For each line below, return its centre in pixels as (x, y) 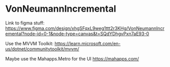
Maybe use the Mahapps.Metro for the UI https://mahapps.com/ (72, 58)
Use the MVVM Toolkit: (29, 43)
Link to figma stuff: (25, 23)
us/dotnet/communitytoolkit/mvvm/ (42, 49)
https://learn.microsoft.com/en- (88, 43)
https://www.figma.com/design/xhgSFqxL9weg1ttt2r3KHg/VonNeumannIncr (85, 28)
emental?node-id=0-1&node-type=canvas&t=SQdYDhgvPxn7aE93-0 (77, 33)
